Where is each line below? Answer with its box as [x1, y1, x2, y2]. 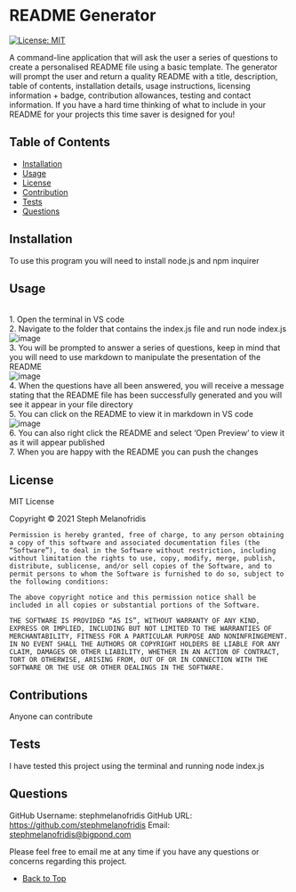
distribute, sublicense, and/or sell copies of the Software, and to [9, 562, 273, 571]
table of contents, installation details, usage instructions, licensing [9, 80, 251, 91]
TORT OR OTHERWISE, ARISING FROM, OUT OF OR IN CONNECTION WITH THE [9, 656, 268, 665]
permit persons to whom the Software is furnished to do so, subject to [9, 569, 284, 579]
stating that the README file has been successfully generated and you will [9, 389, 283, 401]
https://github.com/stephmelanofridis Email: [9, 819, 171, 830]
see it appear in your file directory [9, 399, 133, 410]
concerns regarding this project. [9, 855, 127, 866]
